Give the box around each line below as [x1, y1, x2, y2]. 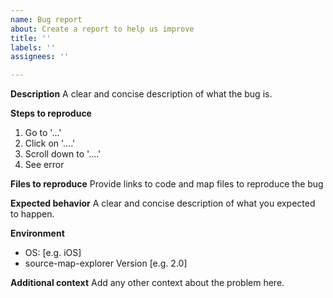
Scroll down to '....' [24, 148, 102, 160]
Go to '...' [24, 127, 62, 139]
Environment [10, 227, 65, 240]
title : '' [10, 33, 52, 43]
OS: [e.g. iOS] [24, 247, 82, 259]
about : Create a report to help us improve [10, 24, 195, 34]
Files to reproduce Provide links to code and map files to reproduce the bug [10, 178, 324, 190]
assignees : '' [10, 52, 70, 62]
